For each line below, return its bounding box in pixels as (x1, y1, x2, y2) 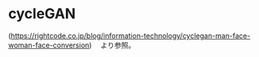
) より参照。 (88, 40, 136, 50)
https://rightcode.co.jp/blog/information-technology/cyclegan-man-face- (10, 31, 251, 40)
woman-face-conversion (8, 40, 90, 50)
